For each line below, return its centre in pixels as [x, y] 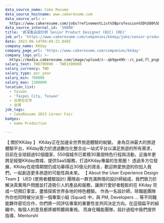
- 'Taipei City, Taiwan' [35, 96]
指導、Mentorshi [22, 215]
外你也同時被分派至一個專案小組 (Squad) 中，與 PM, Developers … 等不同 [79, 197]
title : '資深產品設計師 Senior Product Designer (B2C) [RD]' [66, 32]
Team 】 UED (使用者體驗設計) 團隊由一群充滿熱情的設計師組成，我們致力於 [81, 178]
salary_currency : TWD [27, 69]
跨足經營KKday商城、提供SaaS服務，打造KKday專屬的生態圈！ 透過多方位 [79, 160]
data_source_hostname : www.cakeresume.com [49, 14]
